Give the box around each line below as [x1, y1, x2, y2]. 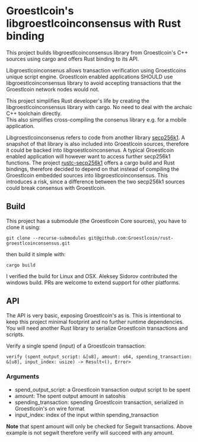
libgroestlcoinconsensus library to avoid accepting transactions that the [6, 79, 181, 87]
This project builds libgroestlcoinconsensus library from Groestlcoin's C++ [6, 49, 189, 56]
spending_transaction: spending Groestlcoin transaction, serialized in [14, 399, 184, 406]
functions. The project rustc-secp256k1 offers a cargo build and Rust [6, 159, 175, 166]
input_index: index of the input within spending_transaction [14, 411, 159, 418]
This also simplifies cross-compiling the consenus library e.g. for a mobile [6, 116, 187, 123]
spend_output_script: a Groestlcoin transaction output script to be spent [14, 386, 191, 393]
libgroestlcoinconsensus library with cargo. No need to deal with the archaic [6, 103, 193, 110]
